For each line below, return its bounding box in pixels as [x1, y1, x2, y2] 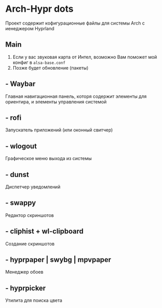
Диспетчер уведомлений [5, 184, 60, 190]
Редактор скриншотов [5, 212, 54, 218]
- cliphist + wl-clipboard [5, 227, 84, 236]
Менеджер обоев [5, 269, 43, 275]
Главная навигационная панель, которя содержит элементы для [5, 93, 147, 99]
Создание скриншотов [5, 240, 55, 247]
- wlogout [5, 142, 37, 150]
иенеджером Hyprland [5, 25, 55, 31]
